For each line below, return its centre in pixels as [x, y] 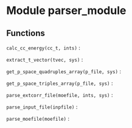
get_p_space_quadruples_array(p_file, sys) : [64, 71]
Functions [26, 33]
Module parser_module [66, 11]
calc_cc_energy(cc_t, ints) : [43, 48]
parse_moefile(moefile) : [38, 119]
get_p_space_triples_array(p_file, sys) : [60, 83]
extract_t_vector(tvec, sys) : [45, 59]
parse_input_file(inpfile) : [42, 107]
